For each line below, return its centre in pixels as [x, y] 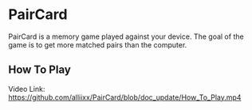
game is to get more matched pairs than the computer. [98, 44]
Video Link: [27, 89]
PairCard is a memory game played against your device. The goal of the [126, 36]
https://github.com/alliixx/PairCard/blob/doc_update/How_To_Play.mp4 [125, 97]
